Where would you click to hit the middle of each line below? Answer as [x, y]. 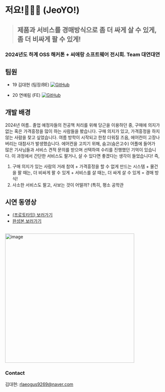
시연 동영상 [21, 202]
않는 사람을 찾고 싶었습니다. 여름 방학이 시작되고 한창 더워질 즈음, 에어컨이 [76, 137]
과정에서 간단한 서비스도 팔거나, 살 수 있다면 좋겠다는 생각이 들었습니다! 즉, [88, 156]
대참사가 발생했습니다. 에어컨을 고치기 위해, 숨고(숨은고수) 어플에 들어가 [87, 144]
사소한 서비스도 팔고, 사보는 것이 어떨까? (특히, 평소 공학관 [68, 185]
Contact [15, 373]
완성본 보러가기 [27, 221]
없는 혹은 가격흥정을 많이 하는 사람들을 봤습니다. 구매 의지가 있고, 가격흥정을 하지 [82, 131]
